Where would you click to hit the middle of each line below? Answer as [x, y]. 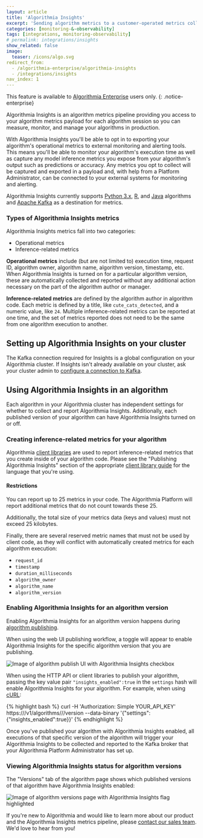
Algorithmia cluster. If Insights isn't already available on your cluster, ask [96, 364]
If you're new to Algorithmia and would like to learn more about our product [100, 816]
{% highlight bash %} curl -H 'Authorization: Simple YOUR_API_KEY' [91, 706]
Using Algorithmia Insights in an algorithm [87, 390]
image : [14, 51]
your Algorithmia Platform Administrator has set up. [70, 750]
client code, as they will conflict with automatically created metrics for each [100, 542]
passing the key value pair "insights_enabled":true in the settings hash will [101, 682]
